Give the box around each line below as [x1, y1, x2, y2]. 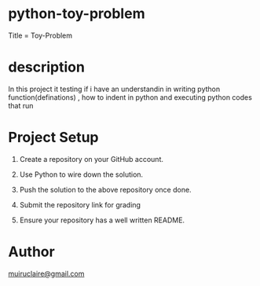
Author [8, 243, 55, 260]
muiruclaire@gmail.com [8, 269, 85, 278]
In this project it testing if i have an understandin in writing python [8, 84, 221, 93]
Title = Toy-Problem [8, 31, 73, 40]
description [8, 58, 85, 76]
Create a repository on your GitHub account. [19, 154, 163, 163]
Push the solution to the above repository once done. [19, 185, 192, 194]
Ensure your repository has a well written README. [19, 215, 185, 225]
